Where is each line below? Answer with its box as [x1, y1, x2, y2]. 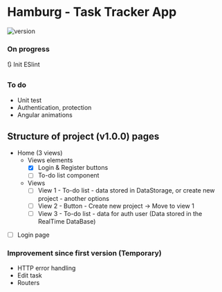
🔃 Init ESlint [7, 60, 40, 69]
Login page [17, 231, 50, 239]
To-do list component [37, 171, 100, 179]
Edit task [17, 271, 43, 280]
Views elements [27, 156, 73, 164]
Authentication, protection [17, 103, 92, 111]
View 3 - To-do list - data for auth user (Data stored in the [37, 209, 203, 217]
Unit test [17, 96, 41, 104]
